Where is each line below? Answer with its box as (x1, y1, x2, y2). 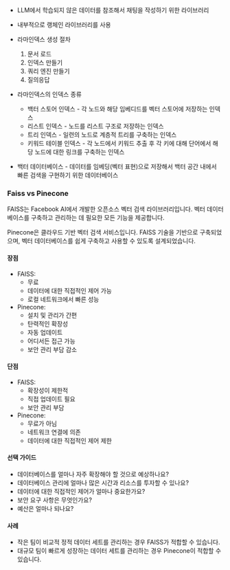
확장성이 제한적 (27, 386, 69, 394)
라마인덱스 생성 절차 (16, 35, 71, 43)
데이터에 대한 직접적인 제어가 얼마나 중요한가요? (16, 487, 146, 495)
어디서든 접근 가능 (27, 336, 76, 345)
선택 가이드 (7, 453, 36, 462)
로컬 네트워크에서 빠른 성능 (27, 295, 100, 303)
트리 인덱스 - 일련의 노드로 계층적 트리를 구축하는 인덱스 (27, 131, 177, 139)
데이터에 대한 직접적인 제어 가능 (27, 286, 112, 294)
